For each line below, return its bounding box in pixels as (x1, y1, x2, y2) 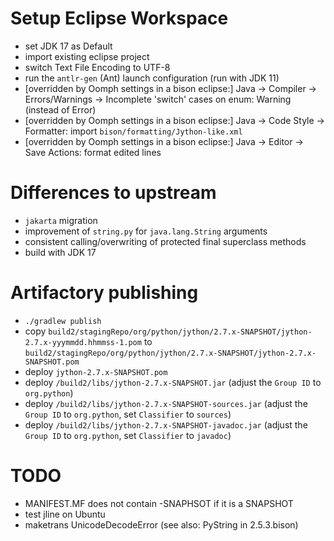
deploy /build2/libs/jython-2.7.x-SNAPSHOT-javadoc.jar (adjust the (24, 418, 308, 431)
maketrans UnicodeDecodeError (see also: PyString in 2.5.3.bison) (24, 518, 299, 531)
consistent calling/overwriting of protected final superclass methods (24, 235, 307, 247)
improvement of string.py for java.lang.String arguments (24, 225, 268, 237)
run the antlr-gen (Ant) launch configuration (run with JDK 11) (24, 72, 280, 84)
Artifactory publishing (10, 282, 199, 304)
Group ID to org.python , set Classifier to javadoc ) (24, 429, 232, 441)
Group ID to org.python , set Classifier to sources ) (24, 408, 232, 420)
